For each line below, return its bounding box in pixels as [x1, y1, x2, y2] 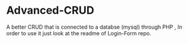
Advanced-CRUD [6, 4, 95, 17]
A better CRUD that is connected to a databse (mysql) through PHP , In [6, 23, 183, 30]
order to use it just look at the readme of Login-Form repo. [6, 29, 152, 36]
